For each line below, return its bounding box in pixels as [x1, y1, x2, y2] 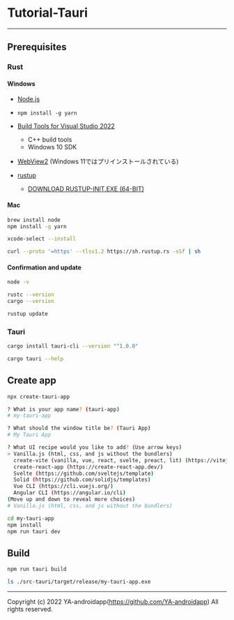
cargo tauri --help [7, 355, 64, 362]
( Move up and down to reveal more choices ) [7, 496, 136, 503]
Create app [7, 375, 57, 387]
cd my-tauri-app [7, 515, 54, 522]
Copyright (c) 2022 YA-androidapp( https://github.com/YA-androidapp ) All [7, 598, 219, 606]
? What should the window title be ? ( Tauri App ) [7, 425, 151, 432]
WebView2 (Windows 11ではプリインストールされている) [17, 157, 179, 165]
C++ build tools [27, 135, 72, 144]
